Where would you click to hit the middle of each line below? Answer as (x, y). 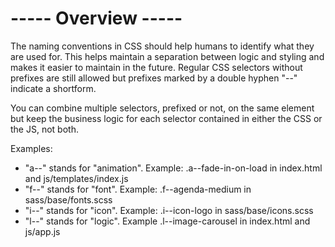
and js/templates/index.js (76, 178)
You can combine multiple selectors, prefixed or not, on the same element (162, 108)
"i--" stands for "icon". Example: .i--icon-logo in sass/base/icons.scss (169, 210)
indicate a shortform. (53, 88)
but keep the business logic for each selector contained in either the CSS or (166, 118)
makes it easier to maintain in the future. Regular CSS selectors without (156, 67)
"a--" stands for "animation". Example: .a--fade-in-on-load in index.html (173, 168)
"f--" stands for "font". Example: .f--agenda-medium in (138, 189)
